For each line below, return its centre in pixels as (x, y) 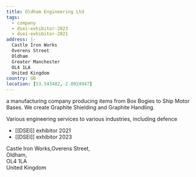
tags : (13, 17)
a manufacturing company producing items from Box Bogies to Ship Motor (98, 101)
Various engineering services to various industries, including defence (92, 119)
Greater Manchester (36, 62)
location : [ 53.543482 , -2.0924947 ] (49, 84)
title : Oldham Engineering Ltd (45, 12)
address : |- (21, 39)
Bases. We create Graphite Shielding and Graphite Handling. (80, 107)
